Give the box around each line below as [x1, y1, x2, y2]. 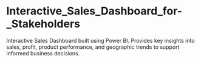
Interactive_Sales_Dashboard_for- [6, 4, 182, 18]
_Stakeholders [6, 17, 81, 31]
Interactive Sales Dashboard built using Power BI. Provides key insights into [6, 37, 196, 44]
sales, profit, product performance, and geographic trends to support [6, 43, 180, 51]
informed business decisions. [6, 49, 80, 57]
